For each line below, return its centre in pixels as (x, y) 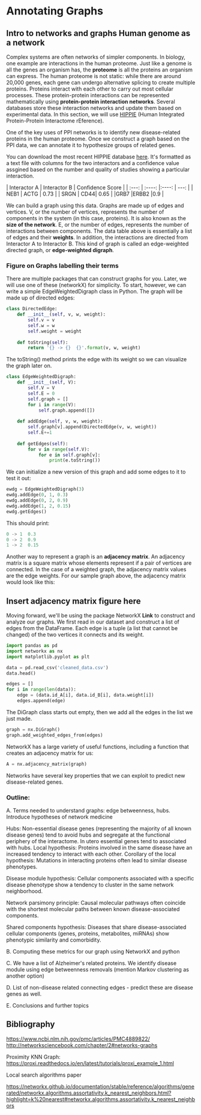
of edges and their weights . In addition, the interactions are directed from (97, 237)
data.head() (21, 673)
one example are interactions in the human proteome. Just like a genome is (99, 63)
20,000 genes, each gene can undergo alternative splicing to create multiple (101, 83)
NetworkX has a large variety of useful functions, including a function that (97, 747)
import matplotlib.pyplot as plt (48, 657)
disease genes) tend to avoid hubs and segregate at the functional (88, 835)
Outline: (18, 798)
